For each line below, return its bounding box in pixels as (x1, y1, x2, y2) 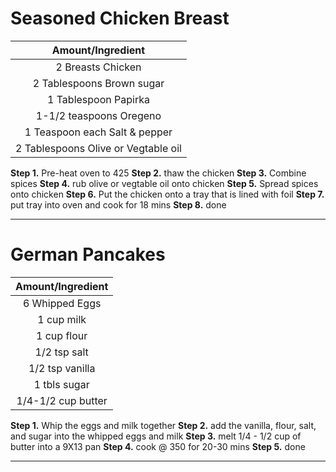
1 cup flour (36, 328, 88, 342)
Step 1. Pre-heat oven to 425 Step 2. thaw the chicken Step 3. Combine (10, 167, 307, 179)
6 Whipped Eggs (22, 296, 102, 310)
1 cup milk (37, 312, 87, 326)
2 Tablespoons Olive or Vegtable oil (15, 141, 182, 155)
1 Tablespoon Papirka (47, 92, 150, 106)
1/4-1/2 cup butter (16, 393, 108, 407)
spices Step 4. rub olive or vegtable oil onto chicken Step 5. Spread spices (10, 177, 319, 189)
